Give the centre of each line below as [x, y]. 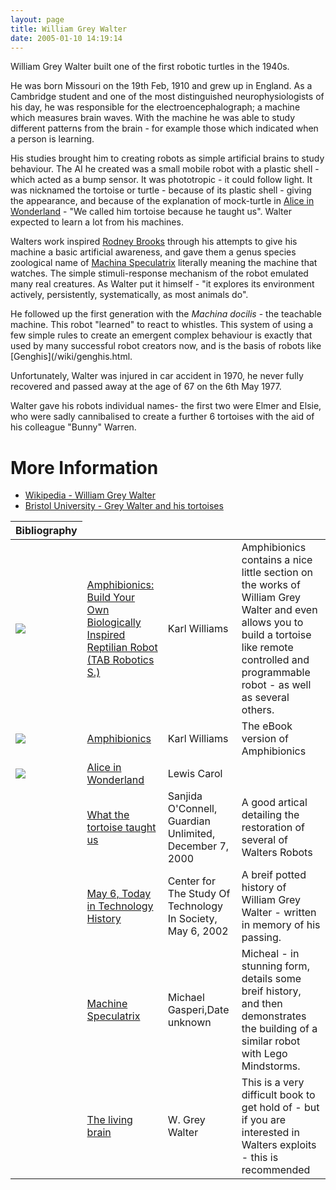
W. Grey [186, 1120]
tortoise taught [121, 828]
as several [265, 698]
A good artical [274, 803]
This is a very [273, 1083]
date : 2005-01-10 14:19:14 [66, 38]
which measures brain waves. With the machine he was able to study [153, 118]
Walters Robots [277, 853]
